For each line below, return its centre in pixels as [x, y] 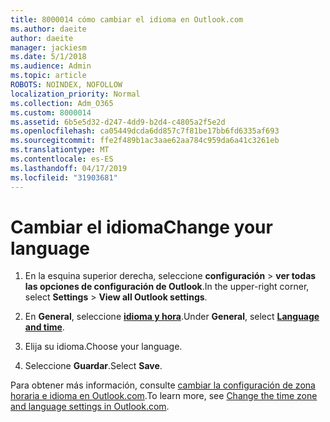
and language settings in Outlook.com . [90, 407]
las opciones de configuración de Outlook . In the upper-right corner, [167, 287]
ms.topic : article [48, 76]
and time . [44, 327]
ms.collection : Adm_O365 [62, 103]
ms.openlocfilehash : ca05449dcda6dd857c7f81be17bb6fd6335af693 [145, 131]
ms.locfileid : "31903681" [64, 177]
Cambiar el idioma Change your [141, 227]
